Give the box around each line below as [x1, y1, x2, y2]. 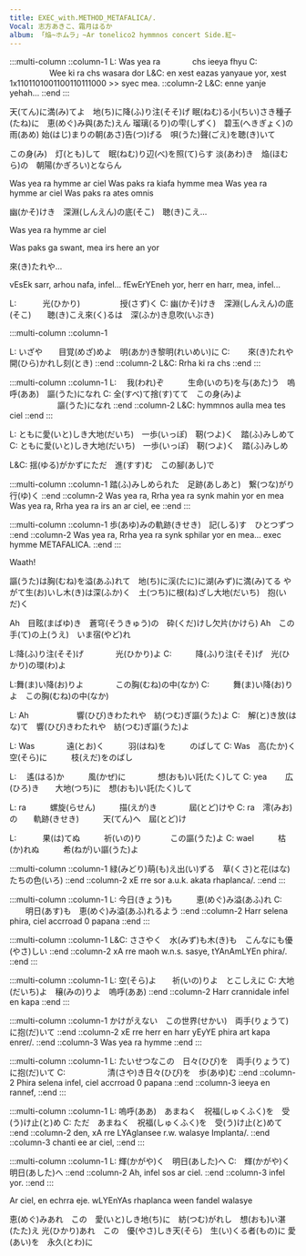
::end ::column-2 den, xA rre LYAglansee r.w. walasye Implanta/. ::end [9, 1128, 270, 1139]
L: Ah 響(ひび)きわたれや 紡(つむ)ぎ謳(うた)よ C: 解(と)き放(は [9, 710, 297, 721]
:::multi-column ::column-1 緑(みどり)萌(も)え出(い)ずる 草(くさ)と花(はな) [9, 864, 291, 875]
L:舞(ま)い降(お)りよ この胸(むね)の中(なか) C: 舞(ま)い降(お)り [9, 679, 293, 690]
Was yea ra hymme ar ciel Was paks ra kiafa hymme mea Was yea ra [9, 178, 268, 189]
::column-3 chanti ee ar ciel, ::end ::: [9, 1137, 146, 1148]
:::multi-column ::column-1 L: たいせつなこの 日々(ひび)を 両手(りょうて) [9, 1056, 291, 1067]
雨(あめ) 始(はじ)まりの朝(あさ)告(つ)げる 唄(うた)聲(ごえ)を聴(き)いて [9, 129, 276, 140]
